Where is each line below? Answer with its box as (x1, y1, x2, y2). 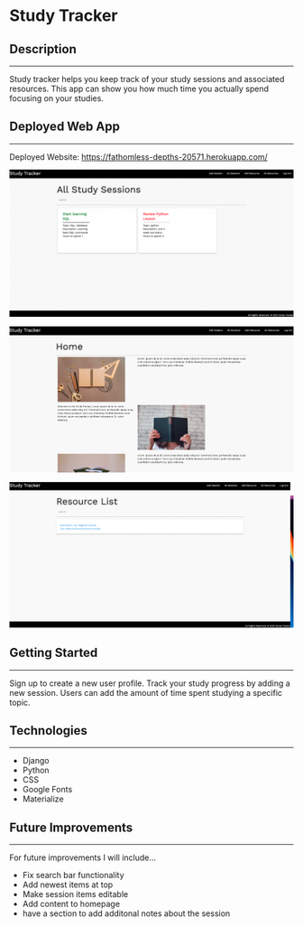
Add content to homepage (22, 899, 120, 910)
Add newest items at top (22, 879, 114, 890)
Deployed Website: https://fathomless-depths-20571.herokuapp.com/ (9, 151, 268, 162)
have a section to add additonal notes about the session (22, 908, 231, 919)
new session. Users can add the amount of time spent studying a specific (9, 687, 282, 698)
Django (22, 755, 50, 766)
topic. (9, 697, 31, 708)
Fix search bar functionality (22, 870, 124, 881)
